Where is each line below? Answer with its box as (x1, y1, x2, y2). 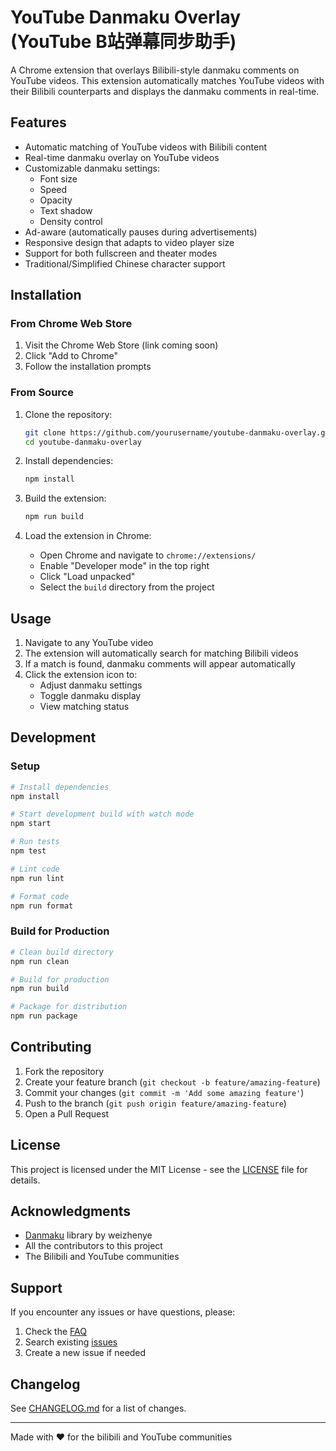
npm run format (10, 901, 74, 911)
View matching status (39, 701, 130, 713)
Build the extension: (24, 492, 107, 505)
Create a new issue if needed (24, 1347, 147, 1359)
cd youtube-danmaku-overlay (24, 437, 142, 447)
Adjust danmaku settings (39, 679, 143, 691)
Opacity (39, 194, 73, 206)
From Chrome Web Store (10, 317, 133, 331)
